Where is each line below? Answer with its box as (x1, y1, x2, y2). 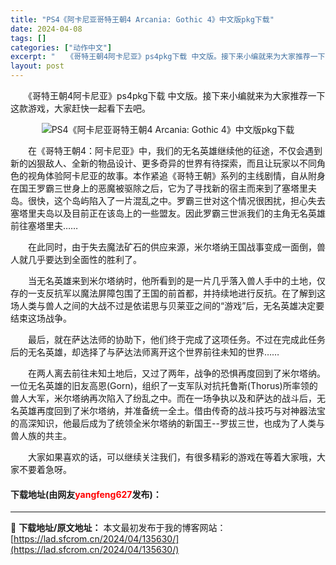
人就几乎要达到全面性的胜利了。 (10, 254, 142, 265)
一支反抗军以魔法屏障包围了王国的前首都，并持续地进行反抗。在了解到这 (27, 287, 326, 299)
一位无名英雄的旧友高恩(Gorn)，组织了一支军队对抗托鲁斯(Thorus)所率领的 (10, 380, 318, 391)
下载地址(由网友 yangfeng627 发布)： (10, 488, 162, 500)
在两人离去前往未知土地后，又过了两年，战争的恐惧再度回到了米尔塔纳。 (27, 367, 326, 379)
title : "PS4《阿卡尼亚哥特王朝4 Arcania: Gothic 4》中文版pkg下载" (10, 14, 275, 25)
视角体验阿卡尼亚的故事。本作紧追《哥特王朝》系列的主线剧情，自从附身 (27, 170, 326, 181)
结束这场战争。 (10, 312, 72, 324)
